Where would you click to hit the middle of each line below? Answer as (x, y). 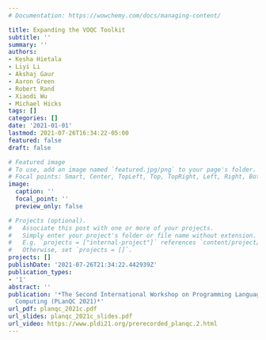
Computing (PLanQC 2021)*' (60, 302)
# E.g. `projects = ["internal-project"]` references (102, 243)
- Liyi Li (25, 67)
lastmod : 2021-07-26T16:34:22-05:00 (68, 133)
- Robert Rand (32, 89)
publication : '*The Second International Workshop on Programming (120, 294)
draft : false (30, 147)
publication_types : (40, 272)
